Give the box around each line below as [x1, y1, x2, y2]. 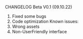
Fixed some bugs [12, 13, 47, 19]
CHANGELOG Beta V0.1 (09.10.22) [5, 4, 72, 10]
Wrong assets [12, 24, 40, 29]
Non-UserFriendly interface [12, 29, 67, 34]
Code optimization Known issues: [12, 19, 79, 24]
